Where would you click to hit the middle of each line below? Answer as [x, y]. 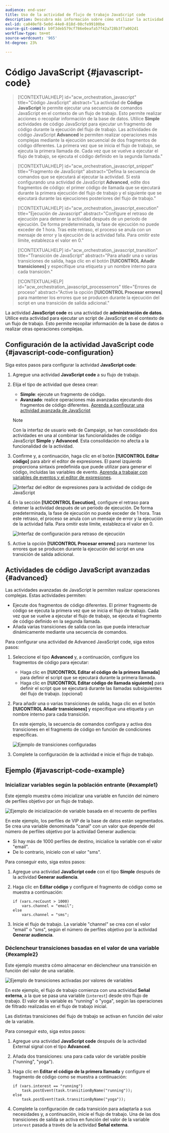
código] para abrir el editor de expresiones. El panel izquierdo [77, 461]
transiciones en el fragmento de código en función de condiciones [82, 729]
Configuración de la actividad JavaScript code [79, 345]
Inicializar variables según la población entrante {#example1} [82, 785]
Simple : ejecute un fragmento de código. [63, 394]
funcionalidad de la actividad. [43, 446]
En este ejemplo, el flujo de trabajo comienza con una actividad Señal [78, 990]
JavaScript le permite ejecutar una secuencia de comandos [80, 108]
